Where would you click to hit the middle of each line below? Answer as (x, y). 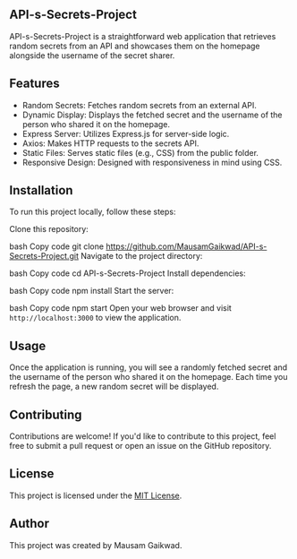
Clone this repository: (49, 229)
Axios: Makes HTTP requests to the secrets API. (110, 143)
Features (34, 84)
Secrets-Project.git (44, 256)
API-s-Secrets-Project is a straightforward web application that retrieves (143, 36)
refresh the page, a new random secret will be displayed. (114, 387)
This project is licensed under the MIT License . (96, 495)
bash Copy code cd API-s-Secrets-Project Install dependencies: (127, 273)
